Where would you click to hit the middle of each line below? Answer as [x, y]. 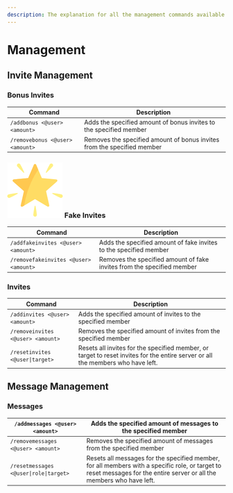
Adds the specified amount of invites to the [140, 314]
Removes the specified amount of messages [150, 441]
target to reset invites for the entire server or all [146, 356]
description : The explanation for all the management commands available [116, 15]
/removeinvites [32, 332]
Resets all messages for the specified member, [153, 458]
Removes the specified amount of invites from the [149, 331]
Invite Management [50, 75]
